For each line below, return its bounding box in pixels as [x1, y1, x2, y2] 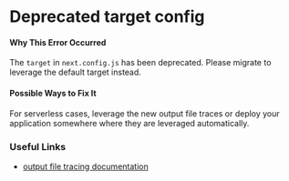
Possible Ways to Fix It [9, 87, 98, 98]
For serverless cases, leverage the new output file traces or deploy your [9, 107, 280, 119]
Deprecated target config [9, 6, 205, 27]
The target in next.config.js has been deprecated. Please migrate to [9, 57, 272, 68]
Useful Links [9, 140, 67, 153]
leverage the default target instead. [9, 66, 141, 78]
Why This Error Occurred [9, 36, 107, 47]
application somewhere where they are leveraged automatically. [9, 117, 250, 128]
